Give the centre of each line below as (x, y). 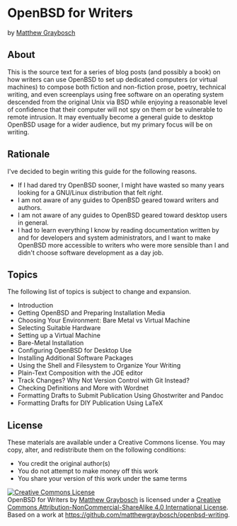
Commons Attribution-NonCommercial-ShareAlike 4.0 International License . (118, 508)
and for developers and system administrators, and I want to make (114, 238)
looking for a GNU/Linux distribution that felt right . (90, 192)
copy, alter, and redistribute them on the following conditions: (97, 450)
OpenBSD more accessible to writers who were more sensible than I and (123, 245)
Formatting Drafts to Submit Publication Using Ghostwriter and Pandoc (121, 396)
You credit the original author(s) (64, 464)
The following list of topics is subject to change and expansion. (99, 292)
